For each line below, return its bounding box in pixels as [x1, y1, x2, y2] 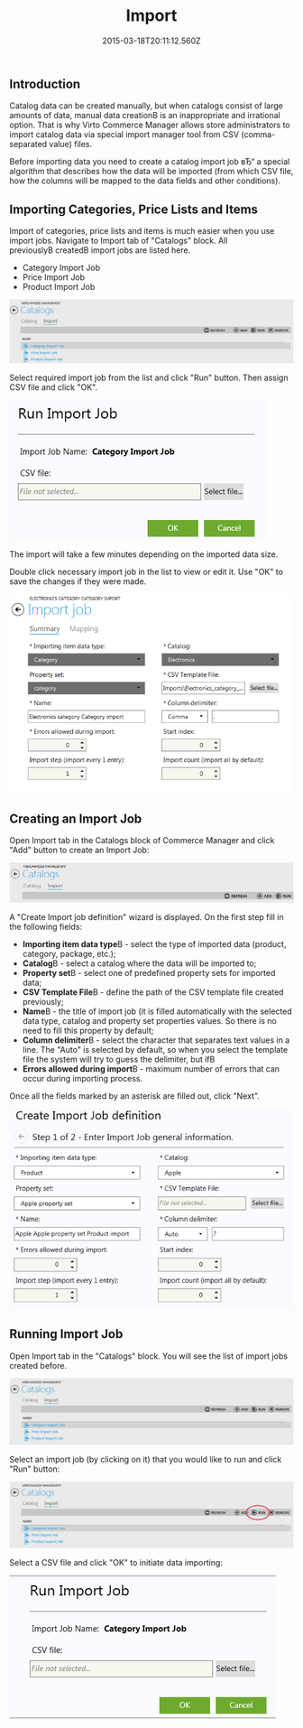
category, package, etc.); [22, 949, 116, 960]
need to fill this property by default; [22, 1026, 154, 1036]
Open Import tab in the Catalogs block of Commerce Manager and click [9, 835, 275, 845]
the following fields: [9, 922, 83, 933]
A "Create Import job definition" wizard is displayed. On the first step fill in [9, 912, 284, 923]
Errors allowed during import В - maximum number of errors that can [22, 1064, 280, 1074]
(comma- [241, 129, 276, 140]
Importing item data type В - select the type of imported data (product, [22, 939, 287, 950]
